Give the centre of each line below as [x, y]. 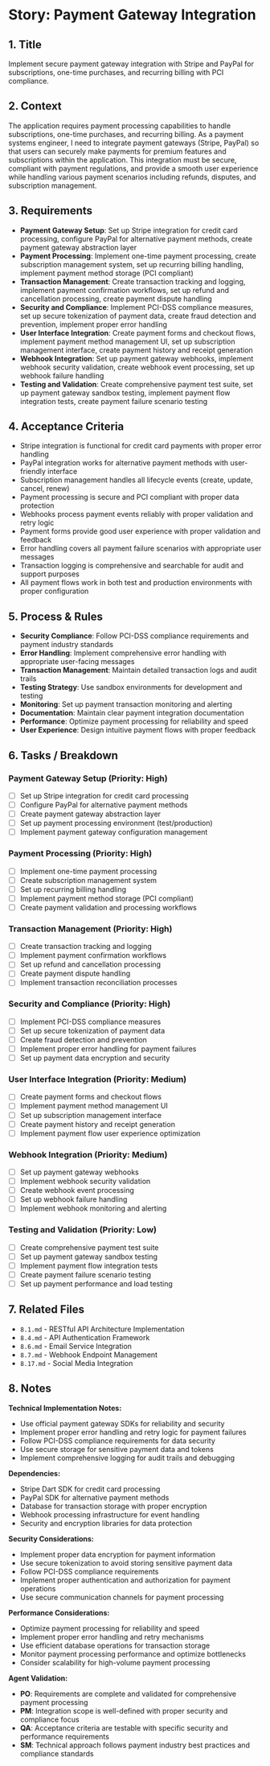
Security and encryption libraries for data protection [106, 1523]
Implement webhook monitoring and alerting [93, 1208]
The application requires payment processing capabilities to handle [120, 126]
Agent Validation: [38, 1678]
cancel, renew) [45, 489]
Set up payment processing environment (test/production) [116, 823]
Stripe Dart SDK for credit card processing [90, 1489]
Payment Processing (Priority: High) [80, 853]
